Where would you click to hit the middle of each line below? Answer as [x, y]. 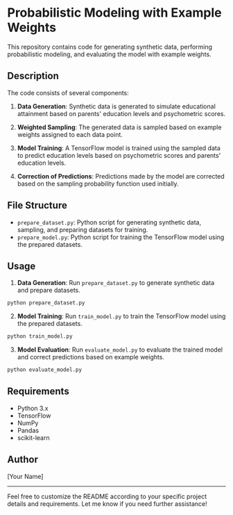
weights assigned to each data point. [70, 134]
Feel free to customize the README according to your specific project [107, 496]
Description [33, 76]
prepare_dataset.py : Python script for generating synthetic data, [109, 222]
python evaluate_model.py [44, 370]
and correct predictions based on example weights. [91, 357]
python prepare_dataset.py [46, 303]
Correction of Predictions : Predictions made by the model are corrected [121, 176]
